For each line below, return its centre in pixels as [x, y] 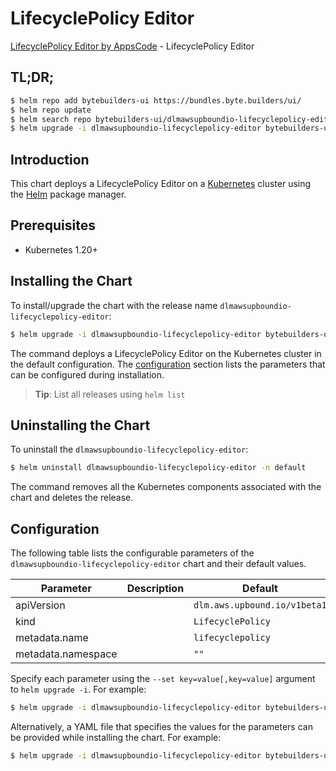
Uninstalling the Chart [80, 425]
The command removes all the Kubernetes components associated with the [166, 487]
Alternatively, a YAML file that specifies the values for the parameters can [161, 726]
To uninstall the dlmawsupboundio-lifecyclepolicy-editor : [129, 449]
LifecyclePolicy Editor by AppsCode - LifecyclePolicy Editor [132, 46]
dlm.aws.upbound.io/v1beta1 [260, 605]
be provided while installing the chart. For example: [116, 737]
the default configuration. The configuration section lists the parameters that [168, 364]
